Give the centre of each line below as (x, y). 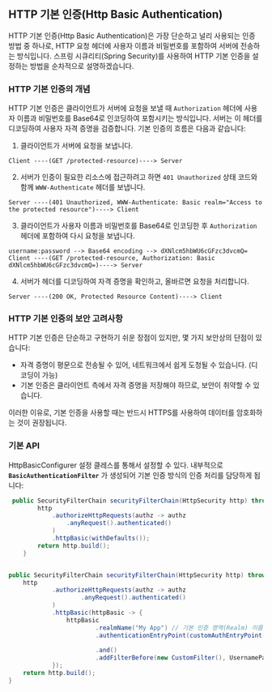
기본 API (24, 446)
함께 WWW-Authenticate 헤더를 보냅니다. (83, 187)
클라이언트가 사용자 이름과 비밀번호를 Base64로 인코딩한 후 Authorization (138, 226)
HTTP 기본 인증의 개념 (49, 89)
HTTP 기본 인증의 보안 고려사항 (66, 318)
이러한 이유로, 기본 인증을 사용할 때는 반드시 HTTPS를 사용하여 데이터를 (121, 412)
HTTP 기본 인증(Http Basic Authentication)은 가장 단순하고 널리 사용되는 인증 (132, 36)
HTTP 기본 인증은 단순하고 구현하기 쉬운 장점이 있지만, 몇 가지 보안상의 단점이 (131, 338)
